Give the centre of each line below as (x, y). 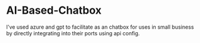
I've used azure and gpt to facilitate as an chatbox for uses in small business (100, 27)
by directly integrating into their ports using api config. (73, 33)
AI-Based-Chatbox (54, 10)
